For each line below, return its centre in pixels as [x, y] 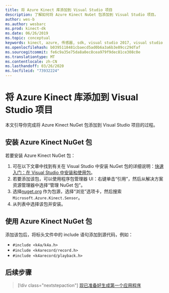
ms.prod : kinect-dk [26, 29]
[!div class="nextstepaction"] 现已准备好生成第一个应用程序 [79, 285]
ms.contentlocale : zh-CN [31, 62]
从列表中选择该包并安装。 [39, 204]
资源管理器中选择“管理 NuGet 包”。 [49, 185]
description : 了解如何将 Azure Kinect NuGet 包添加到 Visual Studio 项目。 [82, 15]
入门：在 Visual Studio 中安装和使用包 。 [54, 172]
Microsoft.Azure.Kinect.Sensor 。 [48, 198]
